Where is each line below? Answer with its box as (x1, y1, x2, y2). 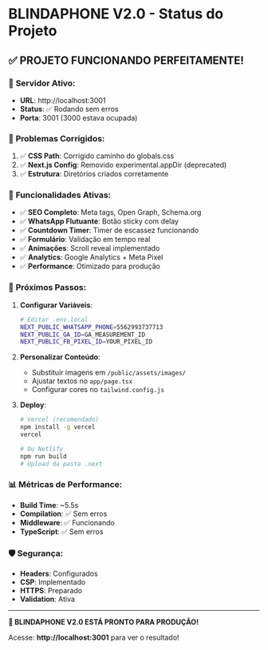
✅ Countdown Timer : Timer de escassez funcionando (19, 225, 199, 236)
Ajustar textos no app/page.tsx (31, 376, 133, 386)
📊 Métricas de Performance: (8, 479, 123, 490)
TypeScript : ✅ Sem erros (19, 526, 104, 536)
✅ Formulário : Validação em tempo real (19, 235, 151, 244)
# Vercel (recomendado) (19, 416, 100, 424)
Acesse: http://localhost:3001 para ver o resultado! (8, 632, 179, 643)
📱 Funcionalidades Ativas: (8, 189, 112, 200)
